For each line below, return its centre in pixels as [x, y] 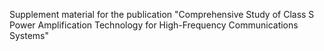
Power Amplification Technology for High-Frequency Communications [154, 25]
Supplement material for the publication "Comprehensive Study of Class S [162, 14]
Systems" [29, 35]
